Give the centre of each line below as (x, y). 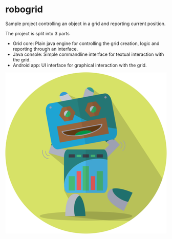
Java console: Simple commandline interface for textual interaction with (88, 54)
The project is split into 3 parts (38, 33)
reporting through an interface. (45, 49)
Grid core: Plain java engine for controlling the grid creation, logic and (86, 43)
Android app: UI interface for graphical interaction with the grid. (80, 65)
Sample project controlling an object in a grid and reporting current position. (85, 24)
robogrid (24, 9)
